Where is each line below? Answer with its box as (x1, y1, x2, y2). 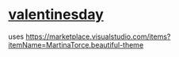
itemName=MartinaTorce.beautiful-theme (8, 40, 144, 49)
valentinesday (8, 6, 105, 24)
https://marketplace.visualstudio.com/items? (25, 32, 171, 41)
